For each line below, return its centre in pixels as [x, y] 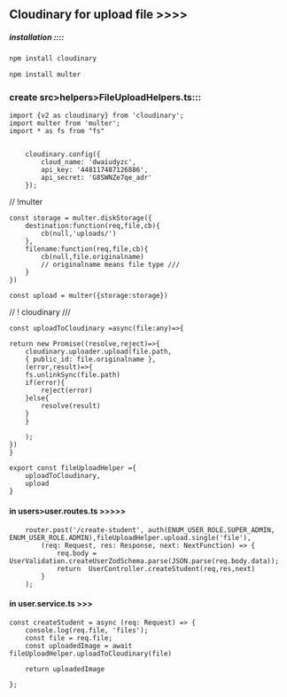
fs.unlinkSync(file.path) [73, 375]
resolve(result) [71, 406]
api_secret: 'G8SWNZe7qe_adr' [97, 178]
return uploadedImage [65, 669]
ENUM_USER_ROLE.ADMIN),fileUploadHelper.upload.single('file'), [130, 537]
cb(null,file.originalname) [93, 257]
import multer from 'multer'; [65, 123]
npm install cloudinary [53, 59]
